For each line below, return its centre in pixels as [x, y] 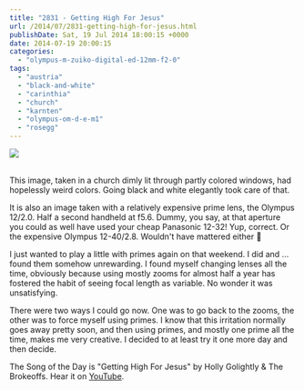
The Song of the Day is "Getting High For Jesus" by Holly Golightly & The [147, 366]
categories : [32, 52]
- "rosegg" [38, 128]
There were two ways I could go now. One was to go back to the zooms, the [152, 310]
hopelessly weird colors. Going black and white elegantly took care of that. [150, 190]
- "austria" [41, 77]
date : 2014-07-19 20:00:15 [61, 43]
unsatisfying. [34, 293]
